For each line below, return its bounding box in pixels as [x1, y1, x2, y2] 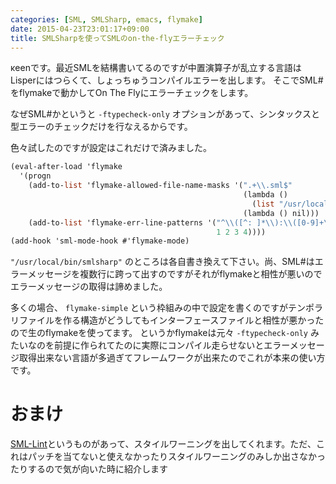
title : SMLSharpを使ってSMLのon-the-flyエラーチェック [10, 33, 225, 43]
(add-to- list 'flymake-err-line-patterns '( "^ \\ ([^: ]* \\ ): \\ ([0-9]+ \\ [28, 217, 333, 228]
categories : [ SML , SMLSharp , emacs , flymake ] [10, 14, 203, 25]
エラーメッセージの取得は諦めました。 [10, 281, 168, 293]
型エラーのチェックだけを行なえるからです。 [10, 121, 193, 133]
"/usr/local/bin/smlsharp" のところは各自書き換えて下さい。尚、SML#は [10, 256, 315, 268]
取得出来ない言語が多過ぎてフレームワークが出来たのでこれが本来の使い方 [18, 352, 326, 364]
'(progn [19, 171, 52, 181]
